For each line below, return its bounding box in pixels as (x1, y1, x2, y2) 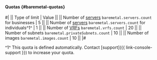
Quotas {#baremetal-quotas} (5, 4, 65, 10)
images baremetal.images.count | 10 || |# (5, 35, 86, 41)
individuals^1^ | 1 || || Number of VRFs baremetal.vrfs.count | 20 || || (5, 25, 142, 31)
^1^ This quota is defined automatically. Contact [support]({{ (5, 45, 125, 50)
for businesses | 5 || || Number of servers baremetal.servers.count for (5, 20, 146, 26)
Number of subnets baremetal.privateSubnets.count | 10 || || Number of (5, 30, 149, 36)
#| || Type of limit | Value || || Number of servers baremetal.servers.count (5, 15, 152, 20)
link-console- (126, 45, 153, 50)
